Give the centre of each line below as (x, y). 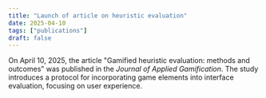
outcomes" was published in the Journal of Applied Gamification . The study (133, 69)
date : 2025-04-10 (37, 23)
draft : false (30, 38)
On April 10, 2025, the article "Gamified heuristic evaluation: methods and (129, 61)
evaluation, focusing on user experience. (75, 86)
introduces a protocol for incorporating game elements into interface (121, 77)
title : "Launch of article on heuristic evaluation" (98, 16)
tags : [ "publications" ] (48, 30)
